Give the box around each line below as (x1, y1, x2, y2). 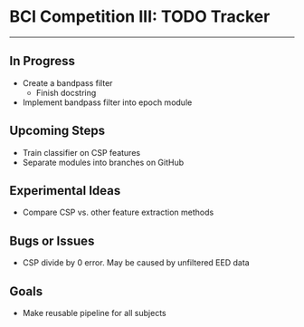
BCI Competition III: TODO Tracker (9, 6, 271, 27)
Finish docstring (35, 87, 97, 98)
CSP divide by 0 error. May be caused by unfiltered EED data (22, 257, 251, 268)
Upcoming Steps (9, 123, 106, 139)
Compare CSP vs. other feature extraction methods (22, 207, 214, 218)
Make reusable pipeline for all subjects (22, 308, 166, 318)
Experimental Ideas (9, 183, 121, 198)
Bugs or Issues (9, 233, 95, 248)
